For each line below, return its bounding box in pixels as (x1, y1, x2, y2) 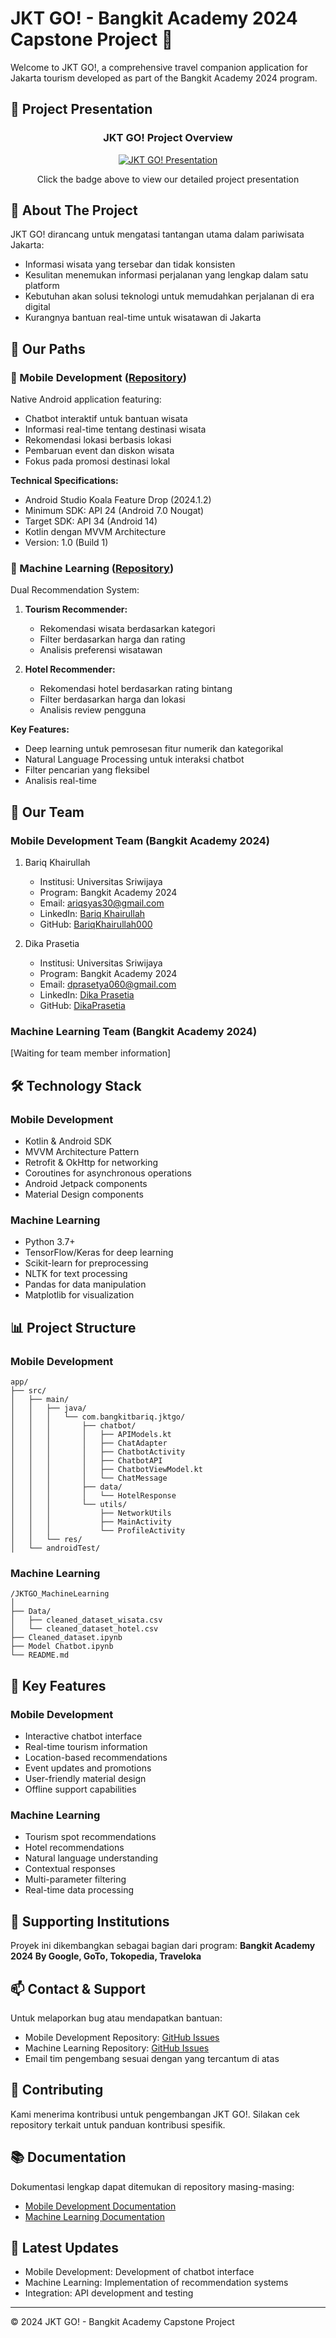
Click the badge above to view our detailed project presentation (36, 173, 300, 185)
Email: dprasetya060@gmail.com (39, 978, 177, 991)
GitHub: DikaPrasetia (39, 1000, 126, 1012)
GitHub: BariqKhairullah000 (39, 918, 153, 931)
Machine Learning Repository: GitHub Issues (24, 2042, 210, 2054)
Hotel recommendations (24, 1842, 125, 1854)
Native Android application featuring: (10, 393, 162, 406)
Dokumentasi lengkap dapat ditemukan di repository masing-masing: (10, 2180, 295, 2192)
